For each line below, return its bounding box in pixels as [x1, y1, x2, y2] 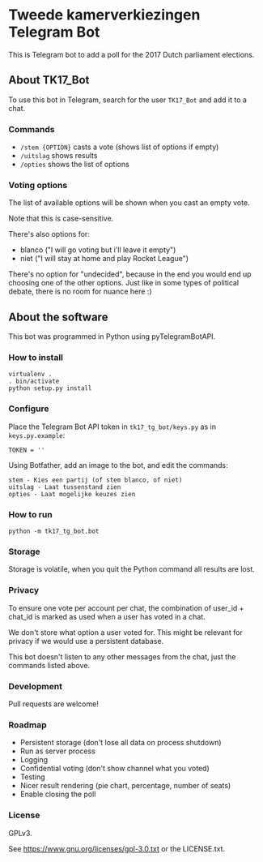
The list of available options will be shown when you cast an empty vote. [8, 198, 250, 208]
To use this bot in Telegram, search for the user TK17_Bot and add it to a [8, 95, 247, 105]
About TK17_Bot [8, 73, 90, 87]
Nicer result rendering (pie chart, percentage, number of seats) [19, 781, 231, 791]
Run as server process [19, 746, 95, 756]
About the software [8, 310, 108, 324]
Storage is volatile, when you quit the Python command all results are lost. [8, 564, 255, 574]
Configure [8, 403, 49, 414]
